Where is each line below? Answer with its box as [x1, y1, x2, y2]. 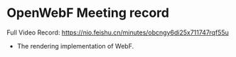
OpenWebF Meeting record [6, 5, 170, 21]
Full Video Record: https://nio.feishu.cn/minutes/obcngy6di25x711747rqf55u [6, 28, 229, 37]
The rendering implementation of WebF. [16, 42, 134, 50]
